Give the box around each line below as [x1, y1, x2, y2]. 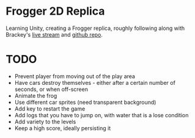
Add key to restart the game [14, 105, 86, 112]
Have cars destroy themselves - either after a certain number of [14, 79, 175, 86]
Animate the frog [14, 92, 57, 99]
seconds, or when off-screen [14, 85, 88, 93]
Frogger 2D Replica [6, 4, 105, 18]
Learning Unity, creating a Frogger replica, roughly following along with [6, 24, 185, 32]
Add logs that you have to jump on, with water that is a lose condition [14, 111, 189, 118]
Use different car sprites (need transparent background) [14, 98, 156, 106]
